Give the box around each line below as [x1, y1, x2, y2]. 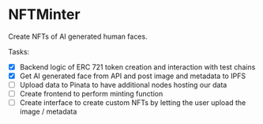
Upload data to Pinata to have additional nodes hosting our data [19, 81, 227, 90]
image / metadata [19, 107, 77, 116]
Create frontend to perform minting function [19, 89, 163, 99]
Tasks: [8, 47, 30, 56]
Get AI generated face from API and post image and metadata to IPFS [19, 71, 246, 81]
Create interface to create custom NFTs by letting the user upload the [19, 98, 246, 107]
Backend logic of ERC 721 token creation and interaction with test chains [19, 62, 256, 72]
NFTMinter [8, 6, 81, 24]
